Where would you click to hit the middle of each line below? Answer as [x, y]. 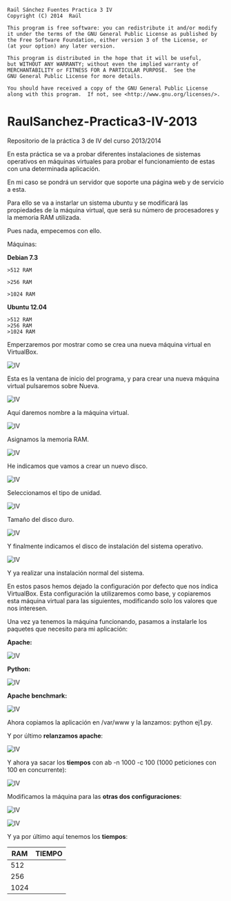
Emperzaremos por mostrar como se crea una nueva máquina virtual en [109, 344]
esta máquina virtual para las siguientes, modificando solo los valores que [112, 600]
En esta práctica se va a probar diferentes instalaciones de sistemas [104, 154]
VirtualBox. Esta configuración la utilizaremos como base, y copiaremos [109, 594]
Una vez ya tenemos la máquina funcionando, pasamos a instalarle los [107, 621]
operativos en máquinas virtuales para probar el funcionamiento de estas [111, 161]
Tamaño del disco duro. [41, 519]
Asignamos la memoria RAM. [48, 439]
